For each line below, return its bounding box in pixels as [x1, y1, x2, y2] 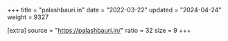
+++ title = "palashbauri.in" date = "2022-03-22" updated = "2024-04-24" [7, 6, 222, 14]
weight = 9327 [7, 13, 49, 21]
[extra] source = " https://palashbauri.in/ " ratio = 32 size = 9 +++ [7, 27, 192, 34]
